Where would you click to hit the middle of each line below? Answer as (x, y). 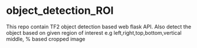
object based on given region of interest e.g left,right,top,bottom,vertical (94, 32)
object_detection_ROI (60, 11)
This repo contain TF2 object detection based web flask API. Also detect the (99, 27)
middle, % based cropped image (46, 39)
